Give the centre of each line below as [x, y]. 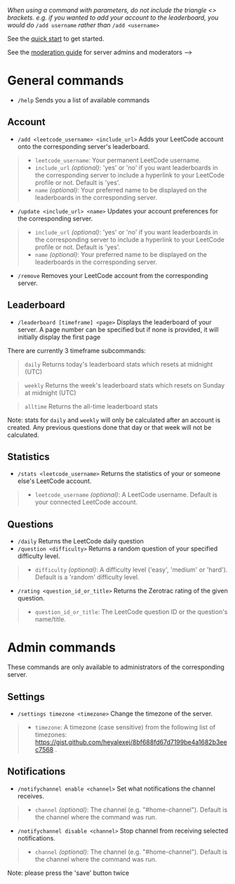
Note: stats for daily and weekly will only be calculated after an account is [114, 420]
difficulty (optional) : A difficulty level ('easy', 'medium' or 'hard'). [131, 570]
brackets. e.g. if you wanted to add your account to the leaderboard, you [113, 18]
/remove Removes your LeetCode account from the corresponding [113, 275]
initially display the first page [59, 337]
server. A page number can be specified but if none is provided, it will [118, 329]
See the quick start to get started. [56, 39]
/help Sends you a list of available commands [83, 100]
